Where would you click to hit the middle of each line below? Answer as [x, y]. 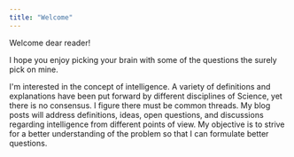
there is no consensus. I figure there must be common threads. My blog [140, 105]
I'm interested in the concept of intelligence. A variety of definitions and [140, 86]
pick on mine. [34, 69]
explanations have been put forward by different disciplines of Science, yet [146, 96]
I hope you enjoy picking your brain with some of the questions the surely [143, 59]
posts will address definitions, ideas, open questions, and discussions [136, 114]
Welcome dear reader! [50, 43]
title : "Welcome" [41, 17]
